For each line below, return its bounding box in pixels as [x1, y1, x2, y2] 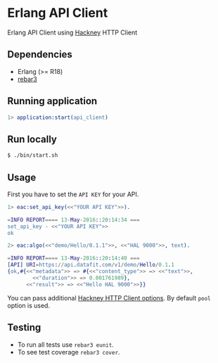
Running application [7, 95, 98, 107]
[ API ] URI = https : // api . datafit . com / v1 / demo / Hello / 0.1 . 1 [7, 262, 174, 269]
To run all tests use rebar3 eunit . [17, 340, 114, 349]
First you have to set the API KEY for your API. [7, 190, 139, 198]
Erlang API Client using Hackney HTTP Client [7, 28, 138, 37]
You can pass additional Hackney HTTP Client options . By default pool [7, 293, 211, 302]
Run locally [7, 133, 58, 145]
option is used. [7, 301, 51, 310]
